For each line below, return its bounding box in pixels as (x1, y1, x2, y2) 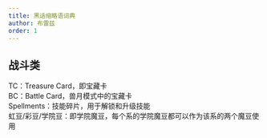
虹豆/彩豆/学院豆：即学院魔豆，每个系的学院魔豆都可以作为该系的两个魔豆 (8, 112, 253, 121)
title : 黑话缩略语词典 (8, 11, 76, 20)
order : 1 (8, 26, 38, 34)
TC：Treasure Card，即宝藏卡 (8, 81, 107, 91)
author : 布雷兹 (8, 19, 55, 27)
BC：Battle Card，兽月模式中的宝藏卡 (8, 91, 132, 101)
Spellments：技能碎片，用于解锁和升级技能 (8, 101, 151, 111)
